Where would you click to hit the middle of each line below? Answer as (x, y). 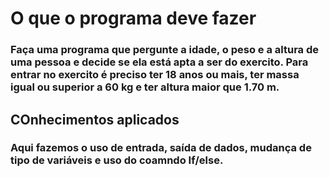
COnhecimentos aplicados (95, 119)
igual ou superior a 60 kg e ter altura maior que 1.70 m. (145, 87)
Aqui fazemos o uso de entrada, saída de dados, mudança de (161, 148)
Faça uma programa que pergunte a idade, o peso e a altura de (164, 50)
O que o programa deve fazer (133, 18)
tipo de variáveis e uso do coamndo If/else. (117, 160)
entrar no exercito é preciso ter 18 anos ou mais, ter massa (155, 75)
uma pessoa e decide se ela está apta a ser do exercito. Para (159, 62)
